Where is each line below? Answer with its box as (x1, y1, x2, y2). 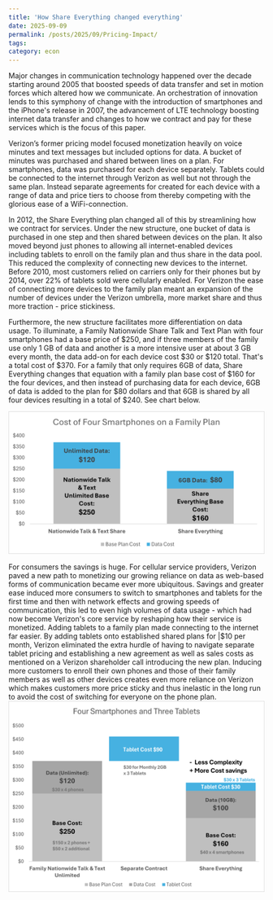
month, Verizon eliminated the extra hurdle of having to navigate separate (8, 639, 254, 649)
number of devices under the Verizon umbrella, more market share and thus (8, 293, 262, 303)
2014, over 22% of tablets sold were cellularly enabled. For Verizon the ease (8, 275, 264, 285)
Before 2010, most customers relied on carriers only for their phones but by (8, 267, 261, 277)
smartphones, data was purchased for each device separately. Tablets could (8, 165, 265, 174)
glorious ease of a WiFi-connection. (8, 200, 128, 209)
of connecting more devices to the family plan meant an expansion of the (8, 284, 253, 294)
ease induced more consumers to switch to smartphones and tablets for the (8, 587, 262, 598)
